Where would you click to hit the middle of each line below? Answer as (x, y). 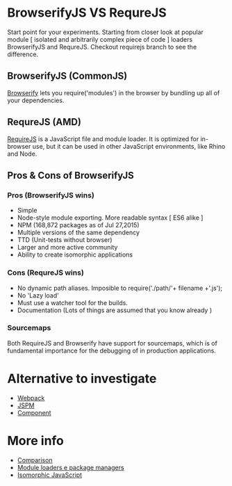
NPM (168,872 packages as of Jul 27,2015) (78, 225)
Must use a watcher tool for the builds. (73, 302)
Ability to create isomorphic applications (75, 254)
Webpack (31, 398)
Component (34, 412)
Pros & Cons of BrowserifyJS (71, 175)
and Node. (22, 154)
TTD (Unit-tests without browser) (65, 240)
